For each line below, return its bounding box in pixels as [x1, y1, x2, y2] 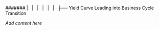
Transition [5, 10, 27, 16]
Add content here [5, 20, 42, 26]
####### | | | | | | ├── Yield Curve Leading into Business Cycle [5, 5, 154, 11]
